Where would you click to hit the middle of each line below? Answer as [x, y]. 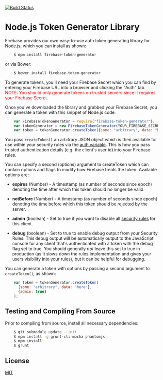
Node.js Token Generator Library [72, 27]
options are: [17, 175]
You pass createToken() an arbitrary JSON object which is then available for [81, 140]
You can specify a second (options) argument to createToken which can [77, 164]
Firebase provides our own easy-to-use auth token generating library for [77, 40]
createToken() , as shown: [31, 274]
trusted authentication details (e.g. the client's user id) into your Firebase [78, 150]
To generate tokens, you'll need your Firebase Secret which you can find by [81, 82]
